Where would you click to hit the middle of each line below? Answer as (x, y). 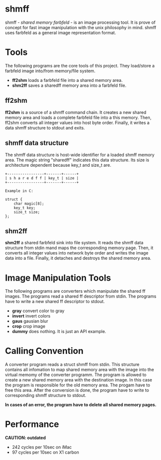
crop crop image (29, 326)
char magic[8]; (29, 204)
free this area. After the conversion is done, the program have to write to (77, 390)
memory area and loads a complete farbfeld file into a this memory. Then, (78, 117)
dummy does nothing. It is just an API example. (59, 332)
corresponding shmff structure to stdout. (46, 396)
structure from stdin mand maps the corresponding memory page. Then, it (79, 248)
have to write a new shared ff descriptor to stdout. (55, 301)
